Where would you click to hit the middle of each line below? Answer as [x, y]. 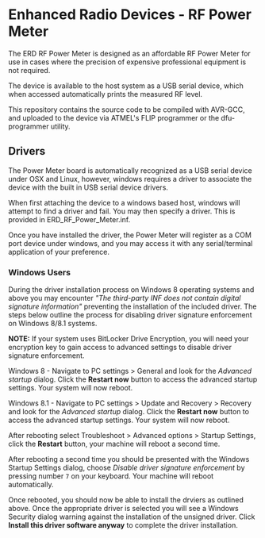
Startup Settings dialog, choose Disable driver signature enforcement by [127, 468]
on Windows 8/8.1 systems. [53, 324]
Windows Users [40, 272]
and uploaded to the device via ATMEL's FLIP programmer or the [114, 117]
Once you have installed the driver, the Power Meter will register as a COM [130, 235]
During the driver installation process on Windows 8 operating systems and [131, 290]
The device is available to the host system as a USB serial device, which [126, 86]
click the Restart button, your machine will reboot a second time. [114, 444]
